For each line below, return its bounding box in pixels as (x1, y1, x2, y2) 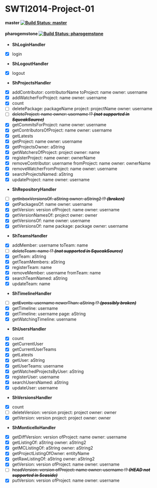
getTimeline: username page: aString (12, 311, 86, 317)
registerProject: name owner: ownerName (12, 154, 96, 161)
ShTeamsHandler (12, 233, 48, 239)
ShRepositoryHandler (12, 186, 57, 192)
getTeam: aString (12, 253, 47, 259)
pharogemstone (5, 31, 38, 37)
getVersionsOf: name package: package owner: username (12, 223, 128, 229)
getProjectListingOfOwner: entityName (12, 451, 89, 456)
